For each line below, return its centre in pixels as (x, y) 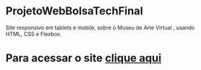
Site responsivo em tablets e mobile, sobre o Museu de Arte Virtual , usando (100, 28)
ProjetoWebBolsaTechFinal (74, 11)
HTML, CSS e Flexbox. (33, 34)
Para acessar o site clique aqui (84, 58)
